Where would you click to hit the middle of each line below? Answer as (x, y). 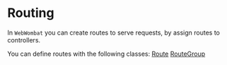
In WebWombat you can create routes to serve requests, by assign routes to (114, 32)
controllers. (24, 40)
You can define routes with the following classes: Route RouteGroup (106, 54)
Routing (31, 13)
